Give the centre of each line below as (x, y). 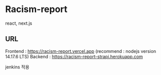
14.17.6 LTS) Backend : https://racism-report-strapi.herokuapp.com (74, 56)
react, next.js (19, 23)
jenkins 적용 (17, 67)
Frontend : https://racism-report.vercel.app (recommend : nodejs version (81, 51)
